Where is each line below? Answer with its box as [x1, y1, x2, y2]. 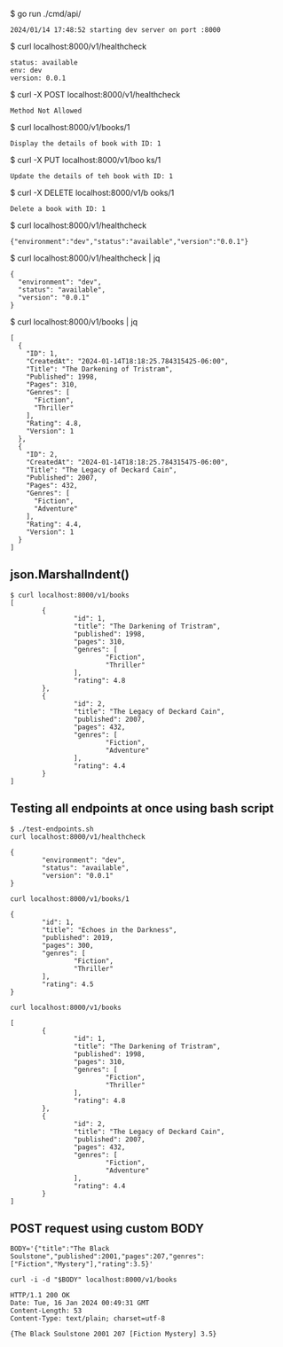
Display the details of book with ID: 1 [10, 139, 162, 148]
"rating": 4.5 [42, 980, 94, 989]
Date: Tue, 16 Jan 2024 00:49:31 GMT [10, 1299, 150, 1308]
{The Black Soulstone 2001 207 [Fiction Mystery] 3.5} [10, 1330, 217, 1339]
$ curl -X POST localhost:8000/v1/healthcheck [10, 90, 181, 99]
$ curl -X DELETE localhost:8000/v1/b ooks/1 [10, 187, 175, 198]
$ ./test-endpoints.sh [10, 825, 94, 834]
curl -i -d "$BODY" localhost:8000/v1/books [10, 1275, 177, 1285]
